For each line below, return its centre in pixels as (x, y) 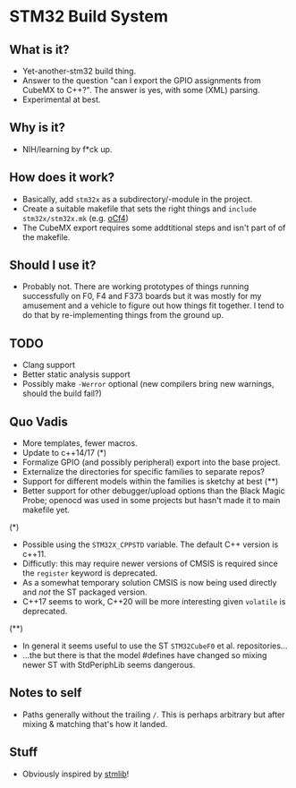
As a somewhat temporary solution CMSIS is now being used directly (149, 583)
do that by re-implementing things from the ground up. (123, 315)
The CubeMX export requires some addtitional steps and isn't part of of (154, 227)
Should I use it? (53, 266)
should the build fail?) (62, 394)
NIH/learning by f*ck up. (67, 149)
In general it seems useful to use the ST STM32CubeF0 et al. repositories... (155, 646)
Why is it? (37, 128)
